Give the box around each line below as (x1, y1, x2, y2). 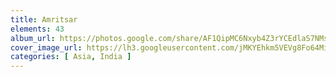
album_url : (10, 33, 56, 43)
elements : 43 (10, 24, 65, 34)
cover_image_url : (10, 42, 83, 53)
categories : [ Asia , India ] (10, 52, 132, 62)
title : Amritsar (10, 14, 78, 25)
